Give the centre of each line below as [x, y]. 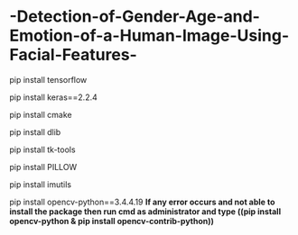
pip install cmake [41, 114]
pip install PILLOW [43, 167]
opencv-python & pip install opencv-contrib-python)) [112, 221]
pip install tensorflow [48, 79]
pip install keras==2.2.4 [53, 97]
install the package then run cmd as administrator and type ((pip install [145, 211]
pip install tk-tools [42, 149]
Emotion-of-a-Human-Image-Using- [149, 36]
